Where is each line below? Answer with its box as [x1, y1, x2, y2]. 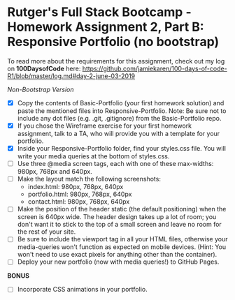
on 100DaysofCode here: [7, 64, 81, 73]
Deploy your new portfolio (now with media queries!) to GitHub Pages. [17, 257, 220, 266]
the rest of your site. [17, 227, 76, 236]
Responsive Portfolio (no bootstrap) [7, 34, 219, 50]
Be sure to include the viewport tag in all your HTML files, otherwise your [17, 235, 228, 243]
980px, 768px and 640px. [17, 167, 92, 176]
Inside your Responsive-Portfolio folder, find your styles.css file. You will [17, 144, 226, 153]
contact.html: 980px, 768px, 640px [27, 197, 130, 206]
